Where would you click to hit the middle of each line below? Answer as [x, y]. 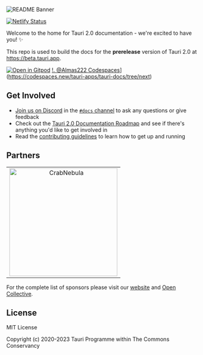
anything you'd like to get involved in [61, 130]
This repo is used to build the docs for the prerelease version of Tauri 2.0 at [101, 52]
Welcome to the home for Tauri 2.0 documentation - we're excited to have [99, 33]
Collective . [20, 293]
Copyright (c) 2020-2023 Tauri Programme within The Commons [88, 339]
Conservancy [23, 346]
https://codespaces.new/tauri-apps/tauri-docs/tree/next [79, 77]
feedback [27, 117]
